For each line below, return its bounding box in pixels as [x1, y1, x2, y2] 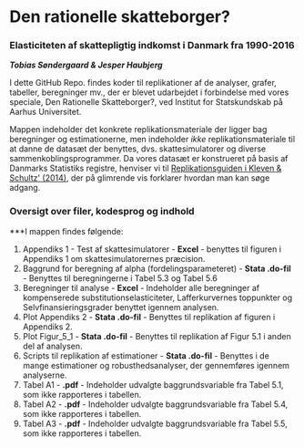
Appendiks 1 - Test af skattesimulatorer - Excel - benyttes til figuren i [22, 244, 282, 255]
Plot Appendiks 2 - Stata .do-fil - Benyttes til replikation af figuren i [22, 311, 276, 322]
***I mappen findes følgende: [9, 225, 124, 236]
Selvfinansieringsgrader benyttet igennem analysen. [22, 301, 219, 312]
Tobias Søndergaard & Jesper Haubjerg [9, 59, 163, 70]
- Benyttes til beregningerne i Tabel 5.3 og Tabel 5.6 [22, 272, 218, 284]
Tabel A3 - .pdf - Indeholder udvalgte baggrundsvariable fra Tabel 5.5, [22, 418, 289, 429]
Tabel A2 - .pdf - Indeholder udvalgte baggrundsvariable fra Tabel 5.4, [22, 399, 289, 410]
